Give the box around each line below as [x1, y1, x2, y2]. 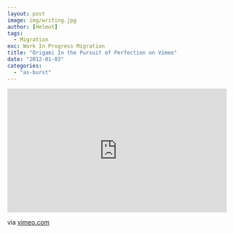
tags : [7, 29, 23, 37]
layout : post [7, 10, 46, 17]
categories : [7, 62, 42, 69]
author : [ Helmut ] [7, 23, 58, 30]
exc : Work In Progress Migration [7, 43, 105, 50]
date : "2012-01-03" [7, 56, 65, 63]
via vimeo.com [7, 218, 50, 226]
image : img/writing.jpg [7, 17, 77, 24]
